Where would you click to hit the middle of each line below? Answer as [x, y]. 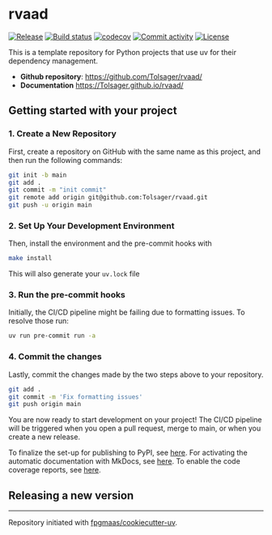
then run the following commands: [66, 160]
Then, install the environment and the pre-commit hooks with [110, 243]
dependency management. [53, 61]
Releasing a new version [71, 495]
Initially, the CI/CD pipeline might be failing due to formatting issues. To [127, 312]
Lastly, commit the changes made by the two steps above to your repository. [136, 374]
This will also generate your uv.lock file [74, 274]
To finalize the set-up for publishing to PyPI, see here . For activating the [128, 453]
